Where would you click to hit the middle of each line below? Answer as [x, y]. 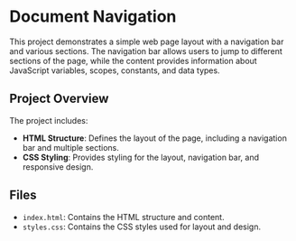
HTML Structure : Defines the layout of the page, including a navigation [154, 138]
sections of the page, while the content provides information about [133, 60]
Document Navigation [93, 17]
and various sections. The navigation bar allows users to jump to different [146, 51]
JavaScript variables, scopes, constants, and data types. [115, 70]
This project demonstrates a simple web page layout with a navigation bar [147, 42]
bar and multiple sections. [70, 147]
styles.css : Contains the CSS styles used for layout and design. [142, 227]
